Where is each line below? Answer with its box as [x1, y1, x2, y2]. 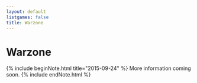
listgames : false [6, 14, 49, 20]
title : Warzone [6, 20, 44, 25]
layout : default [6, 8, 46, 15]
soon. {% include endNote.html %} [6, 71, 91, 78]
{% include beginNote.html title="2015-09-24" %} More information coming [6, 65, 191, 72]
